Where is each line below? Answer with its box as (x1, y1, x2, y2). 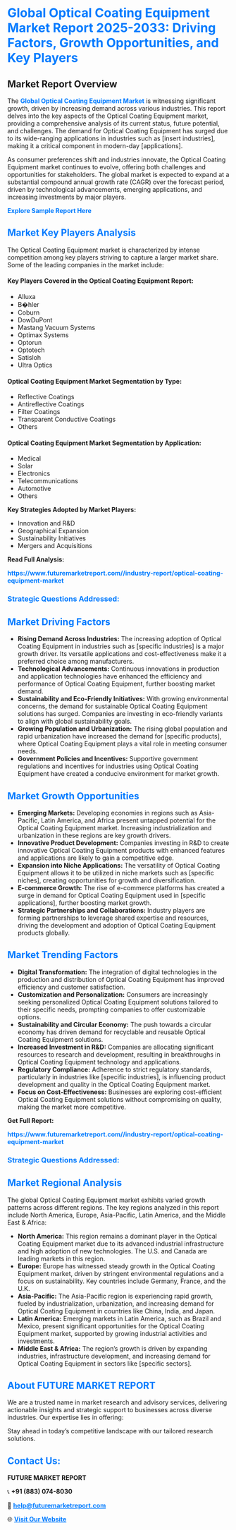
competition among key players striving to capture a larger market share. (7, 253, 218, 262)
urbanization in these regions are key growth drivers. (17, 831, 171, 839)
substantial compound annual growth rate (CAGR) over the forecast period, (7, 178, 225, 186)
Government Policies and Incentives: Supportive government (17, 755, 199, 763)
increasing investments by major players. (7, 193, 127, 201)
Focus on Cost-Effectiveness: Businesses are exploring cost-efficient (17, 1088, 222, 1096)
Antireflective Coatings (17, 400, 85, 408)
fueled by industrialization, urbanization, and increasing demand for (17, 1299, 215, 1308)
